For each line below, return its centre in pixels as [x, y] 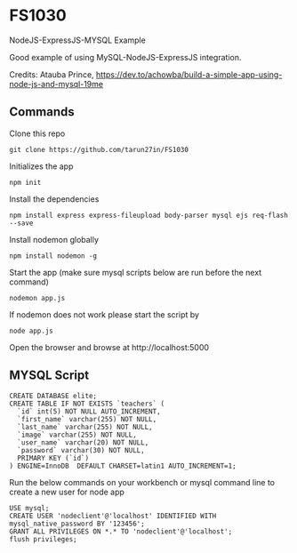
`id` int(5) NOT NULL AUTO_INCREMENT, [89, 411]
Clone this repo [37, 133]
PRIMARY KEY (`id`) [53, 458]
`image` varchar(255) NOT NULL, [77, 435]
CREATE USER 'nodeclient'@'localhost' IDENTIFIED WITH [113, 516]
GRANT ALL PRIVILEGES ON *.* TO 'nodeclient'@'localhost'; [121, 531]
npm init [25, 182]
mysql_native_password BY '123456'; [77, 524]
